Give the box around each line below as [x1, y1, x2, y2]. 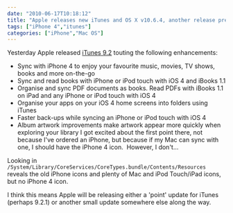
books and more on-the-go [17, 69, 96, 78]
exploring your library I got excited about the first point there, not [17, 128, 203, 137]
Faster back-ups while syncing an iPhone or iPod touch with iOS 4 [17, 114, 207, 122]
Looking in [7, 157, 37, 165]
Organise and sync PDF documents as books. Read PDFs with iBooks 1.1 [17, 84, 224, 92]
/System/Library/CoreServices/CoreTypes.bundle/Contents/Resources [7, 164, 207, 171]
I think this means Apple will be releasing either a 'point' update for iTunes [7, 191, 219, 199]
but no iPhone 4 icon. [7, 178, 69, 186]
